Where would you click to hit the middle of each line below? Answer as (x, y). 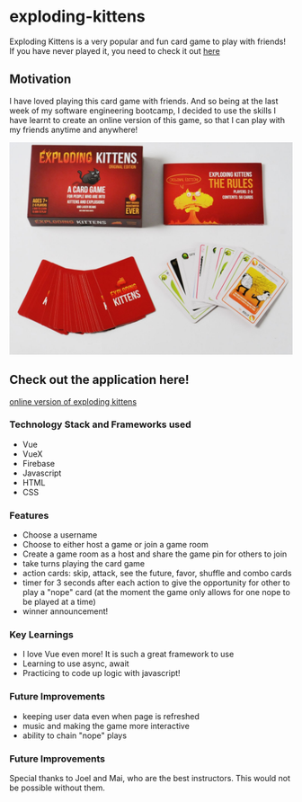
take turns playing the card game (84, 564)
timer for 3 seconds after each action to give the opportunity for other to (156, 583)
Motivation (40, 80)
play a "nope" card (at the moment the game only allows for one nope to (156, 593)
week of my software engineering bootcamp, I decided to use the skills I (143, 111)
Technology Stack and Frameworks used (100, 424)
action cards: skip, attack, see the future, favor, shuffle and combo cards (157, 574)
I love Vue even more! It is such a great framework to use (128, 655)
